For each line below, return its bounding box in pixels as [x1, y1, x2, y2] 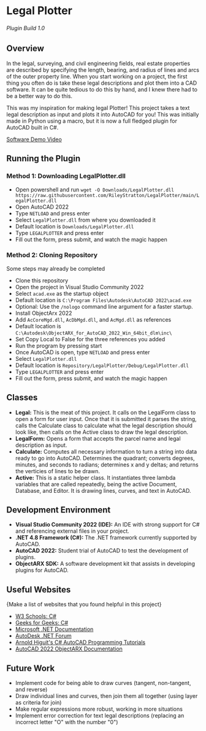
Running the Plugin [6, 153, 81, 164]
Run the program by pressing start [15, 342, 102, 349]
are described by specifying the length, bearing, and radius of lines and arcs [6, 66, 199, 74]
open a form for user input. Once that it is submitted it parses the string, [15, 415, 197, 422]
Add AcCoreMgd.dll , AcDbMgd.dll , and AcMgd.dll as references [15, 315, 172, 323]
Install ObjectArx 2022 [15, 309, 72, 317]
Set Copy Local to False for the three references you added [15, 335, 166, 342]
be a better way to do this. [6, 92, 72, 99]
